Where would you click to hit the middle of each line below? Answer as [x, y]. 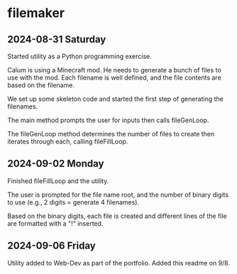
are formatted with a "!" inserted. [55, 223]
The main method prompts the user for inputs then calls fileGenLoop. [108, 120]
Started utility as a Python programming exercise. [80, 56]
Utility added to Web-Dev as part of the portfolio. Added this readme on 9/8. [119, 263]
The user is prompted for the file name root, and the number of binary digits [118, 194]
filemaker [36, 13]
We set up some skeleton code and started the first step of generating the [115, 99]
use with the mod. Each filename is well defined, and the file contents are [114, 77]
